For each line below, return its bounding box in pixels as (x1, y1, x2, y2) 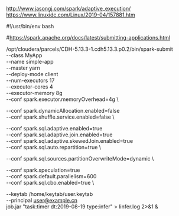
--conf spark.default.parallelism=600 (6, 173, 97, 179)
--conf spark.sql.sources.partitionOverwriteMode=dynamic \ (6, 155, 154, 162)
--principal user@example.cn (6, 197, 78, 204)
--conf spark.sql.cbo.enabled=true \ (6, 179, 95, 186)
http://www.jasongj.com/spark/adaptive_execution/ (6, 5, 131, 12)
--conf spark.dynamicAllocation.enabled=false (6, 107, 120, 114)
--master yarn (6, 64, 40, 71)
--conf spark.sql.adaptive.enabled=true (6, 125, 103, 132)
